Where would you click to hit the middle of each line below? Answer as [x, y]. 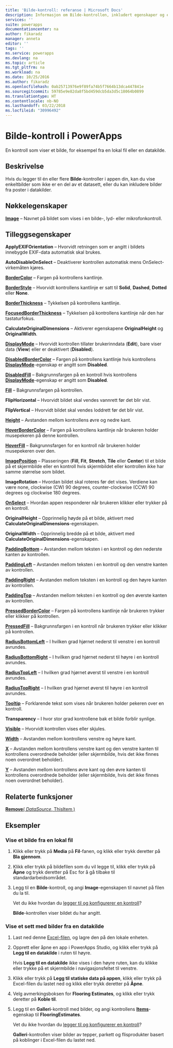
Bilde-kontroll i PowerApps [64, 136]
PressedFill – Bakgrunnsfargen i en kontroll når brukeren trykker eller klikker [86, 626]
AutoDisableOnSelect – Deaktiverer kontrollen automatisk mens [73, 262]
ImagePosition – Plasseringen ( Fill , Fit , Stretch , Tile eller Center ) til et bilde [86, 461]
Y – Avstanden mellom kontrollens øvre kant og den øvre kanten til [75, 770]
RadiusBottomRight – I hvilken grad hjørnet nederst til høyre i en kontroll [82, 657]
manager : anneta [23, 39]
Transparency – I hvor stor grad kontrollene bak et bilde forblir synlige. [81, 719]
